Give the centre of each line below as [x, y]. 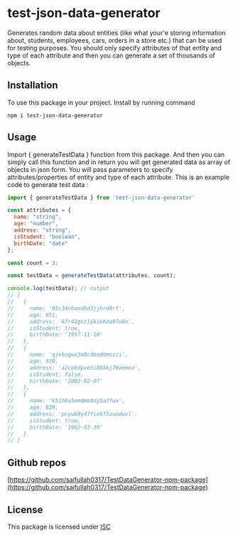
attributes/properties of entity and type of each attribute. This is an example [118, 177]
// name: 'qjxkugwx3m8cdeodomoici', [68, 355]
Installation [33, 86]
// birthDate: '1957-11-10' [55, 335]
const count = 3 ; [33, 263]
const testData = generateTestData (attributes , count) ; [92, 276]
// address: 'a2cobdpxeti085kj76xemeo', [74, 367]
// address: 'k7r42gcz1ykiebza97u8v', [71, 321]
